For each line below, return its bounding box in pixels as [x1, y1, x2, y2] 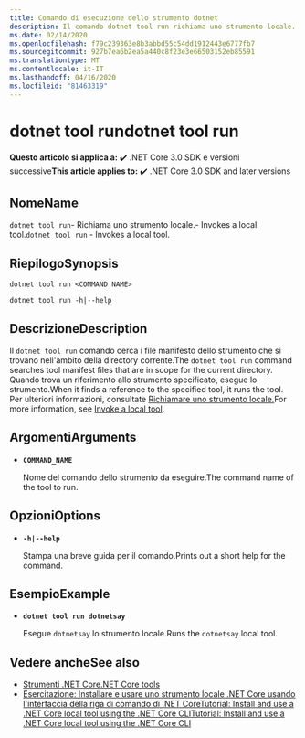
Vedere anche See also [9, 655, 140, 670]
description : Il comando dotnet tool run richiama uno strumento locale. [9, 22, 297, 31]
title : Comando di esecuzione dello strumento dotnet [9, 13, 219, 23]
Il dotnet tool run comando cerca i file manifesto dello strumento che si [9, 345, 281, 356]
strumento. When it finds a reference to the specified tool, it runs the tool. [9, 384, 284, 394]
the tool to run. [22, 481, 79, 492]
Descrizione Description [9, 321, 148, 337]
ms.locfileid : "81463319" [9, 81, 108, 91]
